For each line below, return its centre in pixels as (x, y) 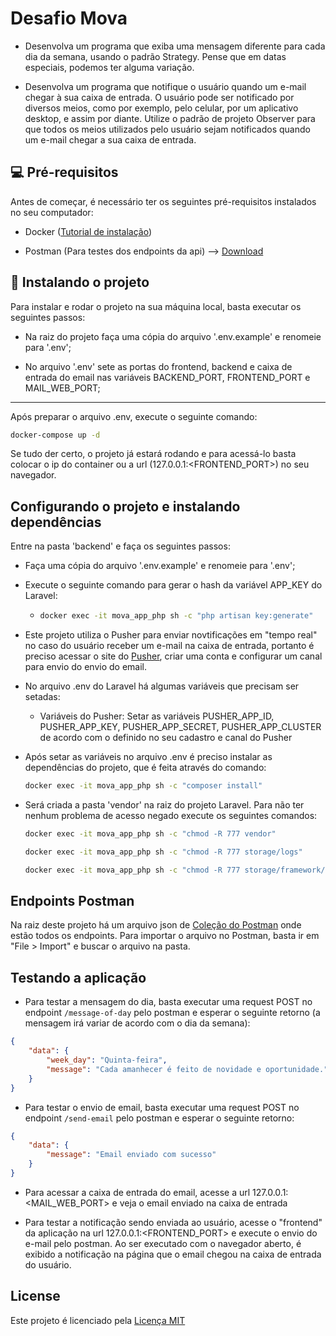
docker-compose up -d (55, 435)
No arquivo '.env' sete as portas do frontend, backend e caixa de (158, 366)
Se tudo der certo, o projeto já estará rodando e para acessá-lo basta (153, 454)
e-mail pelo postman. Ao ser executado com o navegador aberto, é (163, 1243)
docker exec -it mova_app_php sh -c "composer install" (143, 786)
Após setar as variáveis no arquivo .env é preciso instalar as (148, 757)
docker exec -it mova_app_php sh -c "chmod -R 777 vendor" (150, 834)
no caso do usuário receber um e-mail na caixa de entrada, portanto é (169, 646)
